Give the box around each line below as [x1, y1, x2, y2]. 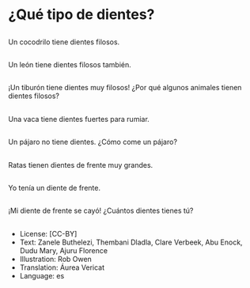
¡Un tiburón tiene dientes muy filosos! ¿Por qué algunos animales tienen [8, 83, 242, 93]
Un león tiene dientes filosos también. [8, 59, 132, 69]
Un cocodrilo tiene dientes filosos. [8, 37, 120, 47]
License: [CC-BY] [19, 229, 78, 238]
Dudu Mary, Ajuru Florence [19, 245, 108, 255]
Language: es [19, 271, 65, 280]
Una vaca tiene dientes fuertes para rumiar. [8, 114, 150, 123]
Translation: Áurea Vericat [19, 263, 105, 272]
